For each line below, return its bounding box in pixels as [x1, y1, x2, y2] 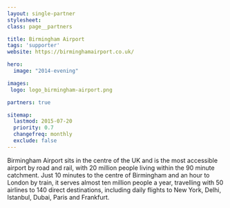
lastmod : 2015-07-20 [13, 118, 73, 125]
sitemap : [7, 112, 32, 119]
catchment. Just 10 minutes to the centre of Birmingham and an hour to [7, 171, 210, 179]
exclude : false [13, 137, 57, 144]
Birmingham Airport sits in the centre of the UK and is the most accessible [7, 156, 218, 164]
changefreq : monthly [13, 131, 73, 138]
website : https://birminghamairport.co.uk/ [7, 49, 135, 55]
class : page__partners [7, 23, 73, 30]
